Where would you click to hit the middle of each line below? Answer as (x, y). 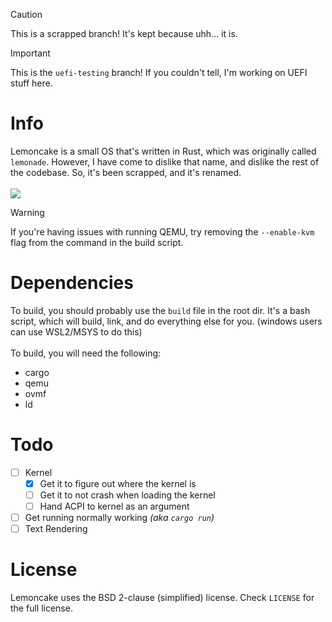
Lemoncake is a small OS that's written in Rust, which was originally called (163, 151)
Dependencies (72, 283)
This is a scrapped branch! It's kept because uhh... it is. (124, 33)
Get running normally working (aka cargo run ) (119, 518)
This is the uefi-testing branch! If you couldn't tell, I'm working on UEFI (159, 72)
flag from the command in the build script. (97, 242)
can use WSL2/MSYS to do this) (76, 331)
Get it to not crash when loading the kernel (127, 495)
